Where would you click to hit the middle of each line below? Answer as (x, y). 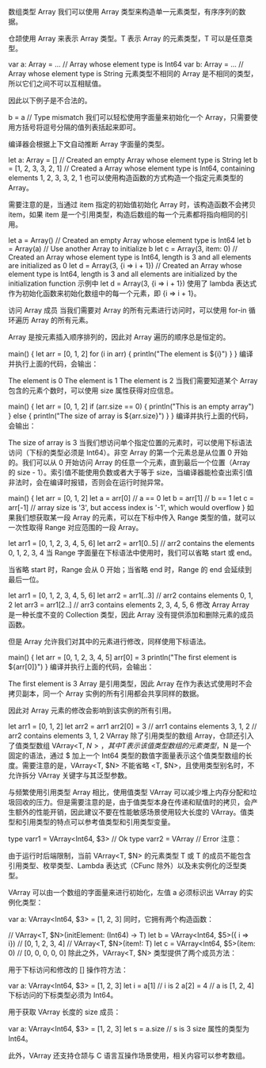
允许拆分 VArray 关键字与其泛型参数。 (70, 775)
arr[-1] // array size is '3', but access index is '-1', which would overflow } (127, 507)
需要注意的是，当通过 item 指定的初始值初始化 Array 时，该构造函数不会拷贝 (132, 204)
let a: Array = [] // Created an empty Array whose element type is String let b (133, 160)
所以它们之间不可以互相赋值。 (57, 83)
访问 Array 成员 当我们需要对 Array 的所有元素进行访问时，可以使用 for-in (127, 310)
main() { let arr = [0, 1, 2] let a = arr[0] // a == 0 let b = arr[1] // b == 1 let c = (131, 498)
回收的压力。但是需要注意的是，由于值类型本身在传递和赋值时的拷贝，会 (133, 802)
